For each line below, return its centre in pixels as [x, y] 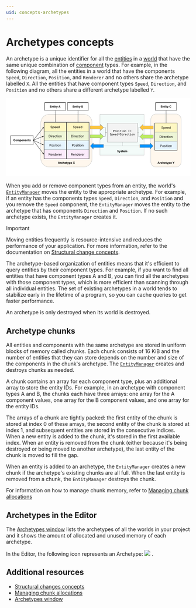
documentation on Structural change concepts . [63, 252]
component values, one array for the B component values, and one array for [98, 400]
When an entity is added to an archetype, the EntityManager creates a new [96, 466]
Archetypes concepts [60, 42]
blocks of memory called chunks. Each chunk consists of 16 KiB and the [93, 351]
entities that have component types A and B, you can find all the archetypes [97, 276]
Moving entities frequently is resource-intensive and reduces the [84, 240]
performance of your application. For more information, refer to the [87, 246]
